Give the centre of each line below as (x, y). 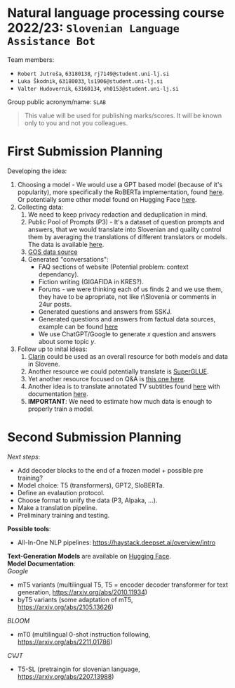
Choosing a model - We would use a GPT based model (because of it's (120, 184)
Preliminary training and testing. (63, 515)
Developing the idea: (37, 171)
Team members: (31, 59)
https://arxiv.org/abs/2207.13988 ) (66, 676)
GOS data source (53, 252)
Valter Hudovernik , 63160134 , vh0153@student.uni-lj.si (98, 88)
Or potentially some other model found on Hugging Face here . (107, 199)
